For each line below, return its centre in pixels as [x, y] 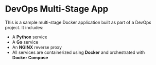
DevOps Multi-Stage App [57, 9]
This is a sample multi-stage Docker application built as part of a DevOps [78, 22]
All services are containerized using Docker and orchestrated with [78, 52]
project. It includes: [24, 27]
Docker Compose [30, 57]
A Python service [30, 37]
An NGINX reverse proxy [37, 47]
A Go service [25, 42]
